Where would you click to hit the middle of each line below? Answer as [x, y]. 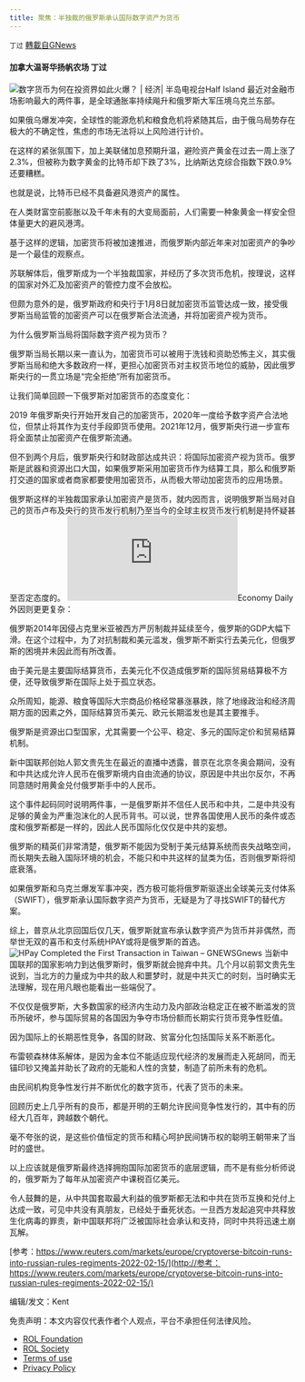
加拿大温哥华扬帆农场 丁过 [58, 67]
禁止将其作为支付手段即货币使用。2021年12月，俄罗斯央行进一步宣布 [162, 426]
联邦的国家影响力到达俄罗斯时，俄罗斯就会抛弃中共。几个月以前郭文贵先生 [156, 964]
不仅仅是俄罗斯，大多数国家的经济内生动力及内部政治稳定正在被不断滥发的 [148, 1006]
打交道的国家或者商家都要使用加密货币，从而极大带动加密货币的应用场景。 [148, 479]
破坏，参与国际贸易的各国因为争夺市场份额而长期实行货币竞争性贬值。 [156, 1017]
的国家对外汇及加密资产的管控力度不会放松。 [93, 284]
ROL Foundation [53, 1338]
